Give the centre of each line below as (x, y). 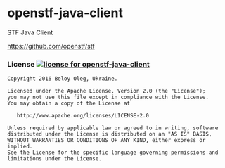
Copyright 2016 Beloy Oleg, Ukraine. (63, 79)
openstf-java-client (65, 13)
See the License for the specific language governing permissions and (113, 153)
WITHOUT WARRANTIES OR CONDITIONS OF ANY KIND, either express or (107, 141)
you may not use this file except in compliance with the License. (108, 97)
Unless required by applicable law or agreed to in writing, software (113, 128)
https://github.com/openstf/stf (51, 46)
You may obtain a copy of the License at (69, 103)
